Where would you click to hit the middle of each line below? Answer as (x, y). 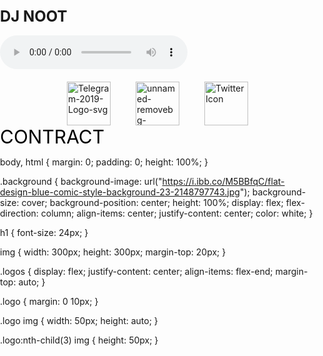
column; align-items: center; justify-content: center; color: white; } (177, 213)
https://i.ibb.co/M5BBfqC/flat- (223, 181)
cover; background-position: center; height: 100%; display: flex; (152, 202)
